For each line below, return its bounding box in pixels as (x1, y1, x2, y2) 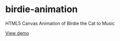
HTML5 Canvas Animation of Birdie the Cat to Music (5, 20, 115, 26)
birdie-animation (5, 4, 78, 15)
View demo (5, 30, 29, 36)
